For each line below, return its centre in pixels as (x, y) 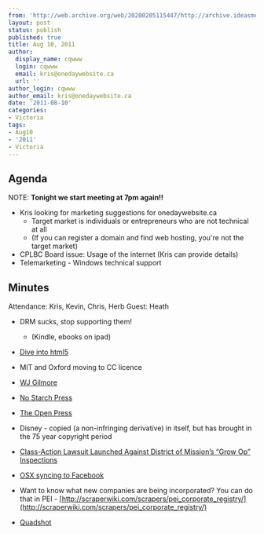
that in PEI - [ (41, 499)
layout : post (29, 23)
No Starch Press (46, 398)
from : (17, 15)
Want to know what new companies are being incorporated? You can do (136, 490)
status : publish (35, 30)
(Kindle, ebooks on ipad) (71, 337)
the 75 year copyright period (66, 436)
